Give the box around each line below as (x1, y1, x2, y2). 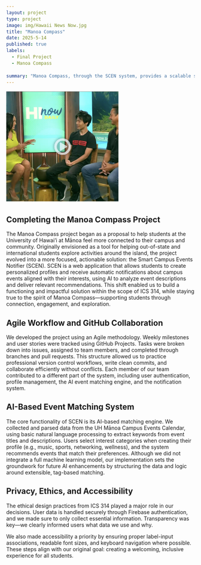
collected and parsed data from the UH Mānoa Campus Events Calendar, (6, 424, 186, 431)
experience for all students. (6, 552, 74, 559)
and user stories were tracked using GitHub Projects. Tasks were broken (6, 340, 185, 347)
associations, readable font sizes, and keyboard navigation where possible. (6, 539, 191, 546)
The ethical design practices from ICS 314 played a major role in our (6, 502, 173, 509)
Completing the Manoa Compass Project (6, 214, 160, 225)
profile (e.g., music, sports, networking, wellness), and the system (6, 443, 169, 451)
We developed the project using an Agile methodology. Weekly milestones (6, 334, 190, 341)
